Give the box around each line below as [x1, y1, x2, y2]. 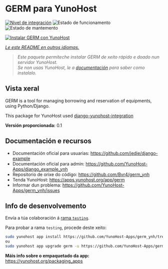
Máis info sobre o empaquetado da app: [5, 253, 89, 258]
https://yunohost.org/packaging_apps [5, 258, 83, 264]
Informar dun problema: [12, 182, 61, 188]
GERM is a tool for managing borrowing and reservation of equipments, [5, 97, 152, 103]
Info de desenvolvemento [5, 201, 86, 210]
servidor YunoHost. [17, 59, 57, 65]
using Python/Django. [5, 103, 50, 109]
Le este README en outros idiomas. [5, 44, 79, 50]
